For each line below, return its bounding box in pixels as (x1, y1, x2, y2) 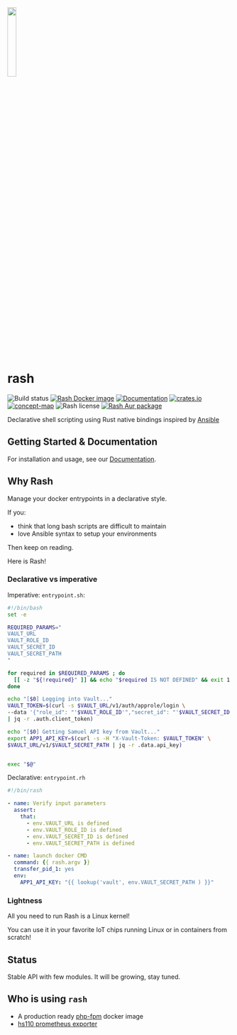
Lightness (7, 895, 43, 905)
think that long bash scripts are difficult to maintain (17, 521, 167, 530)
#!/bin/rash (7, 787, 43, 794)
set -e (7, 611, 27, 618)
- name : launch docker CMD (7, 852, 87, 860)
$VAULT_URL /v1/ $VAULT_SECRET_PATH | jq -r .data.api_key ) (7, 742, 182, 749)
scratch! (7, 933, 32, 942)
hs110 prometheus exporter (17, 1019, 98, 1028)
